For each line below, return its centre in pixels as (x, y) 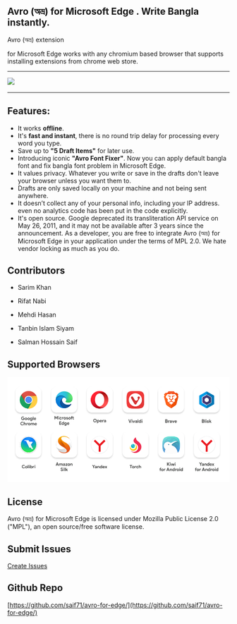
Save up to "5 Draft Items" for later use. (76, 150)
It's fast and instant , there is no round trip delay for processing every (119, 135)
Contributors (36, 271)
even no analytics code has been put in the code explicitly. (103, 210)
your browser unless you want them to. (74, 181)
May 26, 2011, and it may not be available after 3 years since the (110, 226)
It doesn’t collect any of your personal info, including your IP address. (119, 203)
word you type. (39, 143)
